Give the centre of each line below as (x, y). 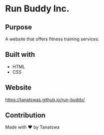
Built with (20, 55)
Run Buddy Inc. (37, 9)
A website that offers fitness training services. (52, 39)
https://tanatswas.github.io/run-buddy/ (45, 100)
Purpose (19, 27)
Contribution (25, 115)
